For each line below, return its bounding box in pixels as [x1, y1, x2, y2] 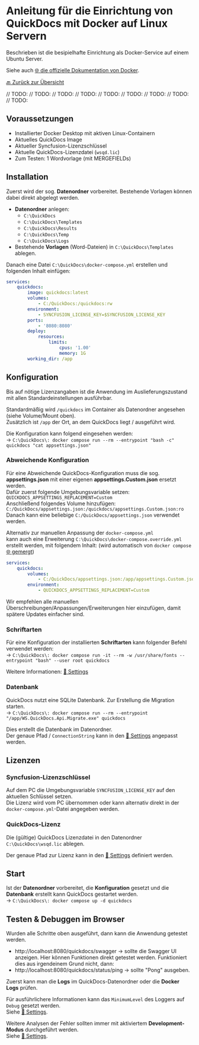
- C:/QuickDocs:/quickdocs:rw [37, 301, 113, 307]
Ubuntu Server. [6, 55, 43, 62]
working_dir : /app [27, 355, 73, 362]
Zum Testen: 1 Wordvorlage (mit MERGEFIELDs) [14, 155, 131, 162]
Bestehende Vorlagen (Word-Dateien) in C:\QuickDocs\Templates [14, 243, 174, 250]
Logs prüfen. [6, 985, 38, 992]
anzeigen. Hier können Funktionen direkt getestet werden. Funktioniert [14, 954, 187, 961]
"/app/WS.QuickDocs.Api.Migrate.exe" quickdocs [6, 715, 126, 721]
